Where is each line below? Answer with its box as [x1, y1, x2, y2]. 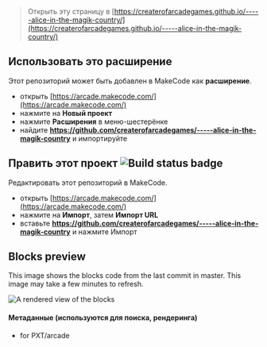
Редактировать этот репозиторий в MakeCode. [8, 178, 168, 187]
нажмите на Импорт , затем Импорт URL [19, 210, 159, 219]
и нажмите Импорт [72, 226, 137, 237]
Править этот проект [8, 156, 118, 170]
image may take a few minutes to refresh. [8, 280, 144, 289]
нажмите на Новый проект [19, 108, 113, 118]
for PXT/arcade [19, 330, 70, 340]
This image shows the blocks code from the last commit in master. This [8, 271, 242, 280]
